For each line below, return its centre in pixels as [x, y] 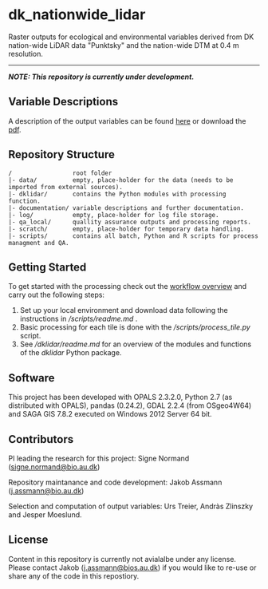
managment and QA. [39, 243]
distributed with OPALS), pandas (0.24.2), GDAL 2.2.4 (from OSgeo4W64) [130, 405]
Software [32, 378]
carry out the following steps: [57, 295]
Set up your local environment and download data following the [124, 310]
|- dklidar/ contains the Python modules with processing [117, 194]
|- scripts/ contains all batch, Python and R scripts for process [134, 236]
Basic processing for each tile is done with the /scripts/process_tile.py [135, 327]
